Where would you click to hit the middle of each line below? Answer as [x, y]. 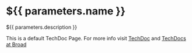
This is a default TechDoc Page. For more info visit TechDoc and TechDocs [96, 38]
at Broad [16, 44]
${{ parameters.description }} [42, 27]
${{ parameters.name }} [66, 11]
